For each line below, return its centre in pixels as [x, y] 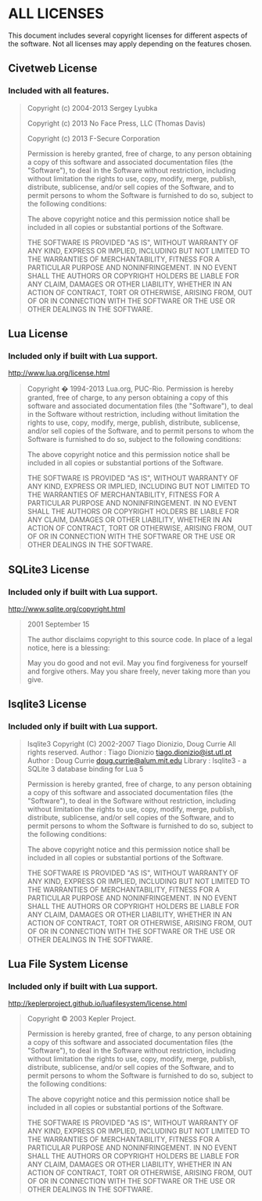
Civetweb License [53, 69]
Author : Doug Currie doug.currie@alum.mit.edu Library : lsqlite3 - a [137, 760]
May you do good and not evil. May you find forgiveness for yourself [138, 663]
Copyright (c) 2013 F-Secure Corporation [93, 138]
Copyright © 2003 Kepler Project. [82, 1019]
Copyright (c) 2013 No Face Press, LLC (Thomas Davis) [116, 123]
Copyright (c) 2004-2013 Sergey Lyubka [92, 108]
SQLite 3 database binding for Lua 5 [85, 768]
